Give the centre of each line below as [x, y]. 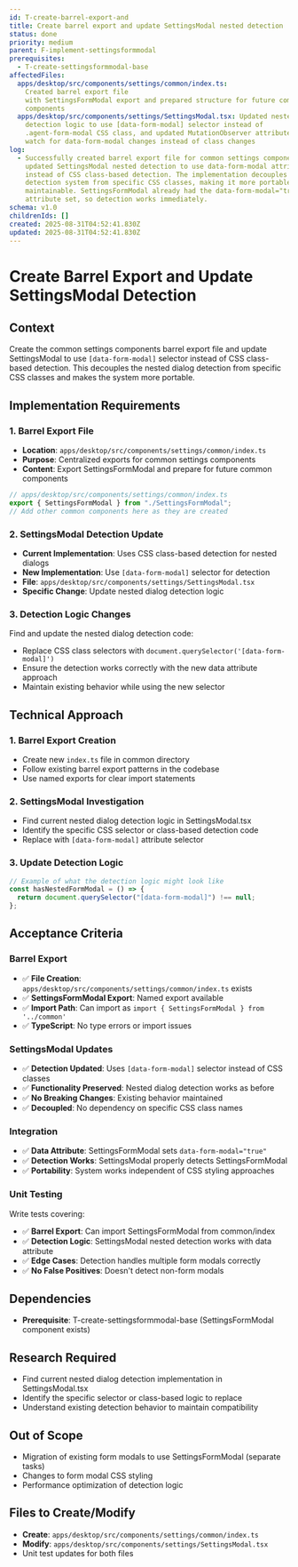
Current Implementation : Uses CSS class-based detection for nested [149, 553]
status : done [33, 34]
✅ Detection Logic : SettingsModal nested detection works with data [147, 1241]
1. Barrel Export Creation [63, 740]
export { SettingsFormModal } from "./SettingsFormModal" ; [121, 503]
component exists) [56, 1330]
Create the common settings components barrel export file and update [138, 349]
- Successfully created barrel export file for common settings [138, 158]
